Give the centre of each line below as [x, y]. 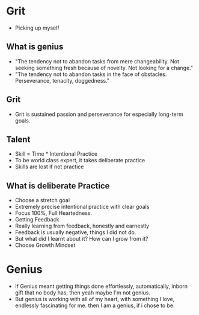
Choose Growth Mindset [45, 245]
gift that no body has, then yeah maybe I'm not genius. [82, 293]
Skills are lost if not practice [49, 167]
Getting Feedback [37, 220]
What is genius [35, 47]
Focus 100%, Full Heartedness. [53, 213]
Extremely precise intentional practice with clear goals [82, 207]
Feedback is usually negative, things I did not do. [75, 232]
